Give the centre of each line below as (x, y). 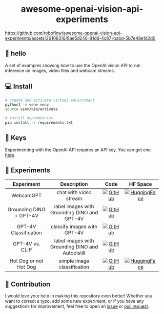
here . (10, 155)
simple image (74, 261)
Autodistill (74, 253)
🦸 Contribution (28, 284)
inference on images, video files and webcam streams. (60, 70)
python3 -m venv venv (27, 105)
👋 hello (16, 54)
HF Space (141, 184)
